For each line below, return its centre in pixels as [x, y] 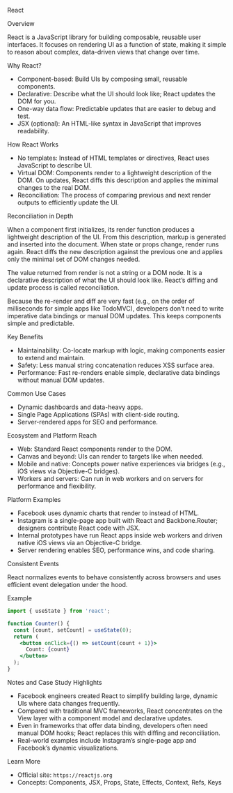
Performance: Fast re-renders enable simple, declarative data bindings [119, 372]
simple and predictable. [41, 323]
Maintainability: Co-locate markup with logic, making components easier [121, 350]
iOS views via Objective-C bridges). [69, 471]
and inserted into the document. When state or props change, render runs [113, 244]
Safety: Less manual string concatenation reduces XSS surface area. [116, 365]
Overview [21, 23]
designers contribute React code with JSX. [79, 528]
